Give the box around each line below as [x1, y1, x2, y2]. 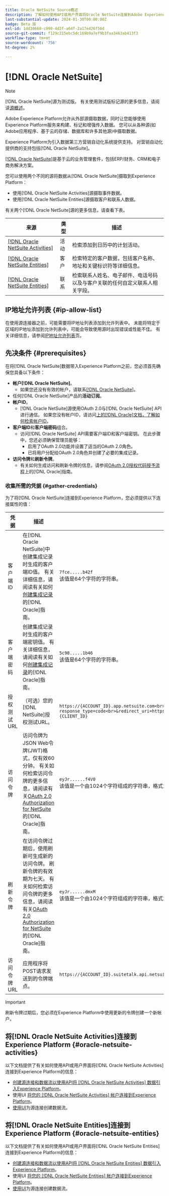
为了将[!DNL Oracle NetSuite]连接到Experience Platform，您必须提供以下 [5, 495, 157, 501]
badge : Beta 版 [5, 21, 36, 27]
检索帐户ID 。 [24, 418, 51, 424]
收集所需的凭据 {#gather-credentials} [5, 483, 98, 490]
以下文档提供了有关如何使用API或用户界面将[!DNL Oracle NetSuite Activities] [5, 1062, 164, 1069]
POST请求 [22, 968, 47, 975]
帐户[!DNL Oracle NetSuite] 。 [12, 380, 75, 387]
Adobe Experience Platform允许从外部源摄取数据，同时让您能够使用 [5, 115, 146, 121]
